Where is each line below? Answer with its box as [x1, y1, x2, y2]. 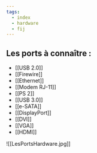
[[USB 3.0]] [14, 96, 43, 103]
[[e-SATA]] [14, 103, 42, 110]
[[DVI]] [14, 116, 32, 123]
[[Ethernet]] [14, 77, 44, 85]
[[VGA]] [14, 122, 34, 129]
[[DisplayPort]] [14, 109, 51, 117]
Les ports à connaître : [6, 48, 92, 58]
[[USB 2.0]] [14, 64, 43, 71]
